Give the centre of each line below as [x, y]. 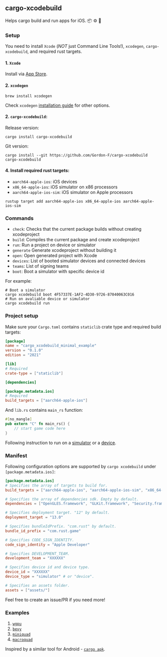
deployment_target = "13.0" [34, 517]
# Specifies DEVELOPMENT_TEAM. [38, 554]
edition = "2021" [23, 355]
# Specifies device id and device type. [48, 567]
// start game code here [40, 428]
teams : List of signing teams [41, 266]
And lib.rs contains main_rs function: [44, 410]
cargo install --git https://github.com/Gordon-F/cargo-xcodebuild [77, 155]
